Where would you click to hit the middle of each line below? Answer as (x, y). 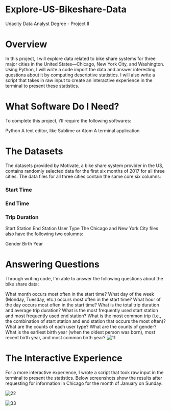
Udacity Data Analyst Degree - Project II (47, 24)
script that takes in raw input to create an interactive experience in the (79, 80)
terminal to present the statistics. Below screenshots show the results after (84, 378)
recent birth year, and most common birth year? (55, 337)
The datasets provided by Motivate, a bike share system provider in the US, (84, 166)
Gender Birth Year (24, 243)
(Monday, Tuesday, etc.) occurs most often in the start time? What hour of (83, 299)
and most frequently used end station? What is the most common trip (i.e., (83, 316)
